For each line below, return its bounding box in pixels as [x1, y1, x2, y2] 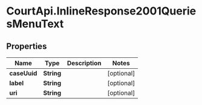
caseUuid [9, 69, 37, 77]
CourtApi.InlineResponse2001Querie [6, 4, 197, 18]
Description [67, 59, 102, 67]
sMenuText [6, 17, 64, 31]
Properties [6, 41, 47, 51]
